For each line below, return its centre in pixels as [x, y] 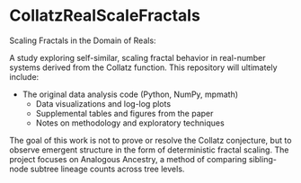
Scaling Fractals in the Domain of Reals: [83, 40]
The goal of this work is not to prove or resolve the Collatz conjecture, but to [150, 140]
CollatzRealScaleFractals [105, 16]
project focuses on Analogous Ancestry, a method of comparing [128, 159]
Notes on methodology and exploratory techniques [130, 123]
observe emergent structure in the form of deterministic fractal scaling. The [149, 150]
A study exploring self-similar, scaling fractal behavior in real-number [138, 57]
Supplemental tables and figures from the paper [124, 113]
